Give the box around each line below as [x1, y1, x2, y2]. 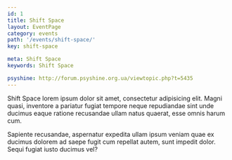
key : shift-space [7, 43, 58, 50]
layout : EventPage [7, 23, 61, 30]
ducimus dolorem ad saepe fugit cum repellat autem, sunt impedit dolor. [7, 138, 216, 146]
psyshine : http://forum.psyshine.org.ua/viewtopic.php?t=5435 [7, 74, 193, 81]
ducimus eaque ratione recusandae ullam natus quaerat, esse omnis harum [7, 109, 226, 117]
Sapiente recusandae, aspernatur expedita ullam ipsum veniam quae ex [7, 130, 214, 138]
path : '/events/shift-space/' [7, 36, 96, 44]
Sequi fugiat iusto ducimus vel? [7, 145, 98, 153]
